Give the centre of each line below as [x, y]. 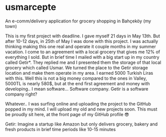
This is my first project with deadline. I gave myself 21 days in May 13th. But [83, 36]
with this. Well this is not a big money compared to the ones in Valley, [76, 78]
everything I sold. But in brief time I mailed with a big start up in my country [82, 57]
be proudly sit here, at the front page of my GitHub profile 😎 [67, 114]
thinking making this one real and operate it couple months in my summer [81, 46]
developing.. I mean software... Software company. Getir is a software [77, 89]
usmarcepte [31, 7]
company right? [21, 94]
